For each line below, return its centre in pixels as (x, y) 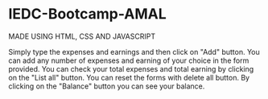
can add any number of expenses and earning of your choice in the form (129, 60)
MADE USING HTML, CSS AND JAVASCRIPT (82, 36)
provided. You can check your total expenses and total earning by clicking (131, 68)
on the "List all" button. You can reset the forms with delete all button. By (129, 77)
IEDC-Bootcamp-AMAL (87, 14)
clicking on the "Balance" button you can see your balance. (107, 86)
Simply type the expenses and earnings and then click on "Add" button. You (134, 52)
